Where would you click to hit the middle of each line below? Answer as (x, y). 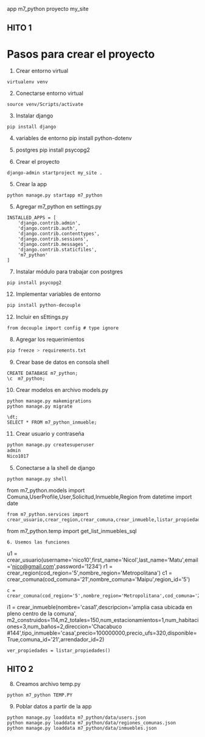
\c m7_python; (26, 379)
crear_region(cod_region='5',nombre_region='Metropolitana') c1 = (90, 573)
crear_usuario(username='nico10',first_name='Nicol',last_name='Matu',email (102, 560)
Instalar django (34, 116)
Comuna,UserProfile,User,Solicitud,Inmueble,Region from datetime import (99, 497)
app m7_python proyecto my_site (48, 9)
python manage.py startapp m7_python (55, 195)
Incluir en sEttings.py (42, 317)
